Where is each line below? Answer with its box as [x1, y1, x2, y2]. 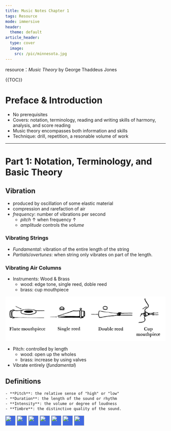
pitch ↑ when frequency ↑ [20, 217, 76, 223]
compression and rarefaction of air [12, 205, 85, 211]
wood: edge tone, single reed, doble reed [20, 281, 107, 287]
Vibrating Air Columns [5, 264, 62, 271]
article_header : [5, 35, 40, 40]
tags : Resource [5, 13, 38, 19]
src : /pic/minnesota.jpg [14, 51, 67, 56]
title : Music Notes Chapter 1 [5, 8, 70, 13]
